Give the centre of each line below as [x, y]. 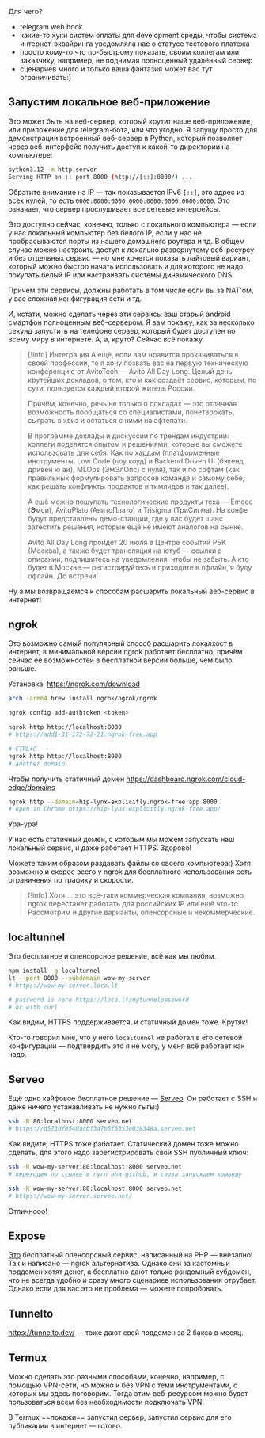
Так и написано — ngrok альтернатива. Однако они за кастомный [119, 1264]
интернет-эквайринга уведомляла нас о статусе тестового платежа [135, 44]
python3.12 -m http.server [53, 170]
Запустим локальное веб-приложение [109, 102]
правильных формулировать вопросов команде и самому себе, [136, 478]
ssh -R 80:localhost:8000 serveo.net [70, 1121]
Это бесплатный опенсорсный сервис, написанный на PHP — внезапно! [131, 1255]
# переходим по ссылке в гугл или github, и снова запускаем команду [125, 1174]
